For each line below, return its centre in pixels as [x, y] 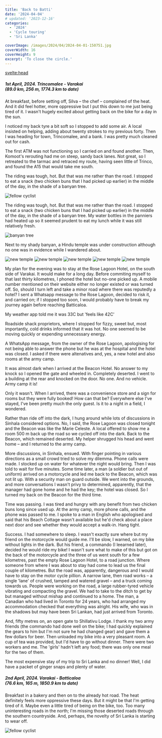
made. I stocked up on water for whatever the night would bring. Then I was [81, 464]
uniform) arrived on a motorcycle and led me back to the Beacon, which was [81, 474]
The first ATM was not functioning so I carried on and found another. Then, [80, 151]
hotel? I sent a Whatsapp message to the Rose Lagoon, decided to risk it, [78, 295]
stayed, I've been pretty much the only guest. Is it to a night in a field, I [75, 404]
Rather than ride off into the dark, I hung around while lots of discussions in [80, 418]
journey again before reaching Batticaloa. [46, 305]
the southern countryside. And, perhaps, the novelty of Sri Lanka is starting [80, 716]
